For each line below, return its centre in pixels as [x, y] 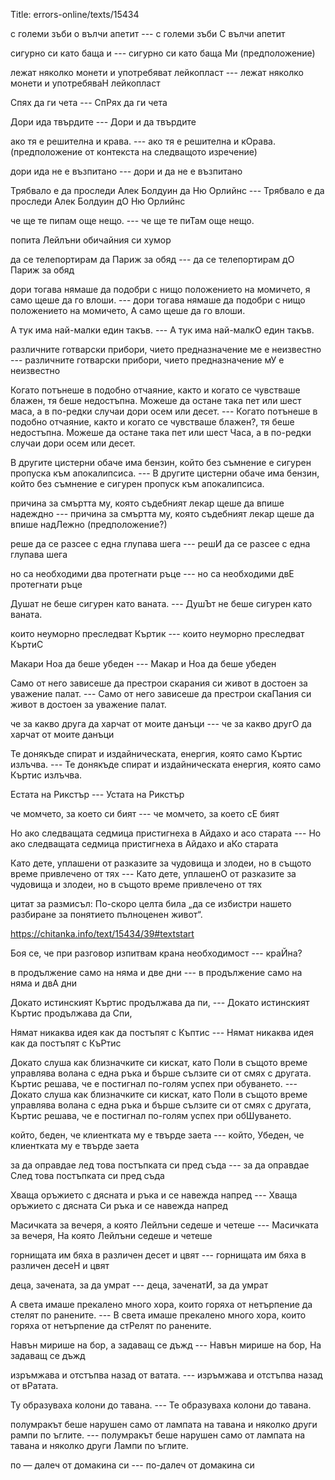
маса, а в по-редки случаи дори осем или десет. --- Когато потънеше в [164, 411]
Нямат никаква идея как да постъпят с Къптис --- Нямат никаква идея [162, 1032]
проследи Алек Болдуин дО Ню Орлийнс [98, 201]
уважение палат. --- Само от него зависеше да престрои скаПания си [161, 693]
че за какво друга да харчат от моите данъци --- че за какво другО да [161, 723]
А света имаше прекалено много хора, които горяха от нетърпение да [161, 1304]
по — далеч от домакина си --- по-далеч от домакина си [132, 1465]
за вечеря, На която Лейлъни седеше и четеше [111, 1235]
